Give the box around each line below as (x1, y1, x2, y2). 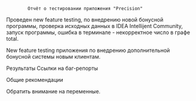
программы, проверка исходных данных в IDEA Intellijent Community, (6, 23, 183, 29)
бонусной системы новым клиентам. (6, 53, 101, 60)
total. (6, 35, 19, 42)
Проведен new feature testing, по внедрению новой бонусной (6, 16, 164, 23)
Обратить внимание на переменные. (6, 88, 100, 95)
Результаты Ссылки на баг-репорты (6, 65, 99, 72)
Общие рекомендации (6, 76, 64, 83)
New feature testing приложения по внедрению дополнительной (6, 47, 170, 54)
